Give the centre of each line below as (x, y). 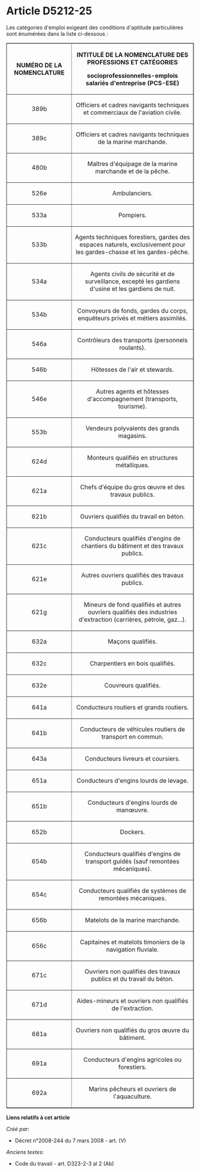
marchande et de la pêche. (132, 171)
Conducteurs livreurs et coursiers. (132, 758)
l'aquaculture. (132, 1096)
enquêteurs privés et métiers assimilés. (132, 318)
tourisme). (132, 406)
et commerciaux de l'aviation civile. (132, 112)
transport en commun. (132, 736)
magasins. (132, 436)
